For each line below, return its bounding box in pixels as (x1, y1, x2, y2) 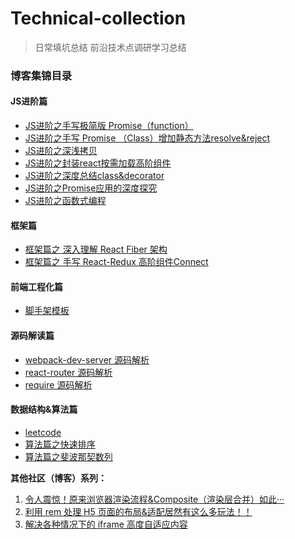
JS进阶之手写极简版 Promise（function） (24, 120, 194, 132)
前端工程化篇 (10, 280, 63, 292)
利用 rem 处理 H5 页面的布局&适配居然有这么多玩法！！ (24, 505, 253, 517)
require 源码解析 (24, 378, 93, 391)
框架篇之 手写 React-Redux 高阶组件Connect (24, 256, 209, 268)
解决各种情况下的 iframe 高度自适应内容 (24, 518, 188, 530)
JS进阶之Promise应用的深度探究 (24, 182, 158, 194)
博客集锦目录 (10, 68, 73, 82)
